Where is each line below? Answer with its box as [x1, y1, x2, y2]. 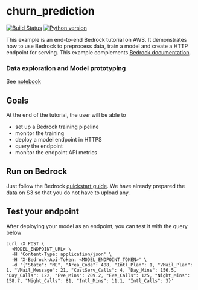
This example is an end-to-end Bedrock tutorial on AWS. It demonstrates [6, 36, 187, 43]
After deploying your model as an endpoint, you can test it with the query [6, 222, 188, 229]
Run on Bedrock [6, 166, 68, 177]
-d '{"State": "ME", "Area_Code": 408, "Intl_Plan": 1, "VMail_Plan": [11, 262, 193, 268]
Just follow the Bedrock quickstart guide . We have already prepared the [6, 182, 185, 189]
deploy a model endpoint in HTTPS [14, 136, 103, 143]
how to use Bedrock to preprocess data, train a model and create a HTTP [6, 42, 188, 50]
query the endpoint [14, 142, 63, 150]
